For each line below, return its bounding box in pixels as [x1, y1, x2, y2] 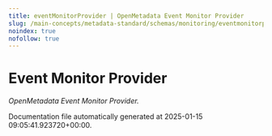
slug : [8, 19, 27, 28]
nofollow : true [8, 34, 60, 43]
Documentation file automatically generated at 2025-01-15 [8, 112, 203, 121]
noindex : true [8, 27, 57, 35]
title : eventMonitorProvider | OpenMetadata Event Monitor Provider [8, 11, 244, 20]
